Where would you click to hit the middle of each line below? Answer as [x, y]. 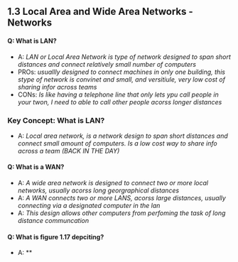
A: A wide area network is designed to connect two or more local [113, 183]
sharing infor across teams [57, 87]
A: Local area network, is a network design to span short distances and [123, 136]
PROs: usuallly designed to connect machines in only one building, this [121, 72]
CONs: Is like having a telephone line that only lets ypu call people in [118, 94]
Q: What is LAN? [32, 40]
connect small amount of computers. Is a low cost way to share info [118, 143]
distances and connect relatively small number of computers [107, 64]
